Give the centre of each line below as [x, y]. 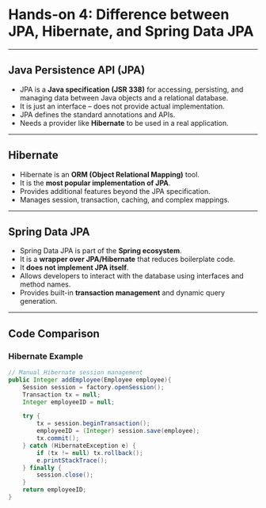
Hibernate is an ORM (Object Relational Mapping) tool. [110, 174]
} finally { [42, 468]
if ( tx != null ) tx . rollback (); [90, 453]
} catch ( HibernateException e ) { [79, 445]
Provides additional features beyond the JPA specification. [115, 191]
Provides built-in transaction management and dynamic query [122, 293]
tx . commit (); [58, 438]
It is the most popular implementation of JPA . [95, 183]
